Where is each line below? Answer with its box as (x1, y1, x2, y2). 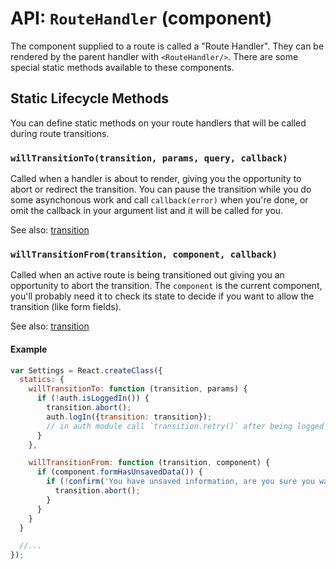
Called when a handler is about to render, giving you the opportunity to (10, 173, 302, 185)
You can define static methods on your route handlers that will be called (10, 117, 307, 129)
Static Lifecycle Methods (10, 90, 169, 107)
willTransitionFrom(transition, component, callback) (10, 248, 278, 260)
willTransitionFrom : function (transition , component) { (28, 458, 271, 468)
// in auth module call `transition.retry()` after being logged (46, 421, 325, 431)
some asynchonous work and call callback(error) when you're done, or (10, 194, 309, 206)
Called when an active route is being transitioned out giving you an (10, 269, 285, 281)
